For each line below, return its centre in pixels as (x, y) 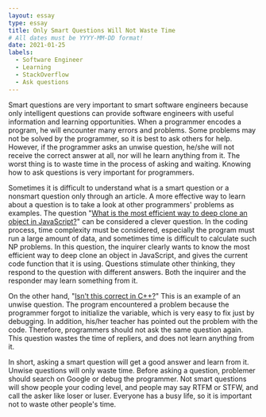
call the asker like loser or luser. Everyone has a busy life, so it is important (130, 396)
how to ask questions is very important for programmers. (101, 172)
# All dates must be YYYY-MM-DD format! (76, 38)
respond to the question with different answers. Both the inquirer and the (127, 272)
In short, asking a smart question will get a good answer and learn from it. (129, 361)
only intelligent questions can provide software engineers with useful (121, 113)
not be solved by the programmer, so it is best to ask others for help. (120, 138)
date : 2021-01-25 (37, 45)
